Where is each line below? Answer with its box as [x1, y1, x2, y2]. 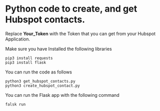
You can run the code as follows [5, 69, 72, 75]
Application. [5, 36, 30, 42]
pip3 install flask [5, 60, 46, 65]
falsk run [5, 102, 26, 107]
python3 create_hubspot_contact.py [5, 83, 80, 88]
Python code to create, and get [5, 3, 137, 15]
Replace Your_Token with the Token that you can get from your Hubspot [5, 30, 156, 36]
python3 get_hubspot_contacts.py [5, 79, 76, 84]
